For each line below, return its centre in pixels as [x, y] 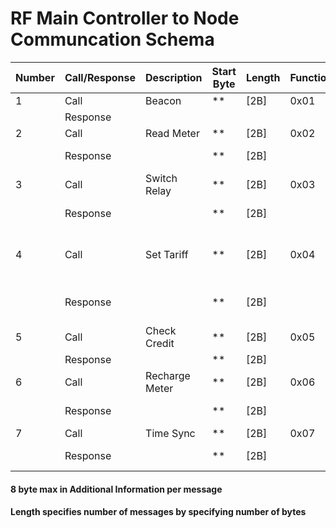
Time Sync [170, 433]
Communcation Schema [112, 39]
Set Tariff [167, 254]
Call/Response [100, 77]
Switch [161, 178]
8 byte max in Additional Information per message [116, 489]
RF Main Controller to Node [125, 18]
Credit [160, 343]
